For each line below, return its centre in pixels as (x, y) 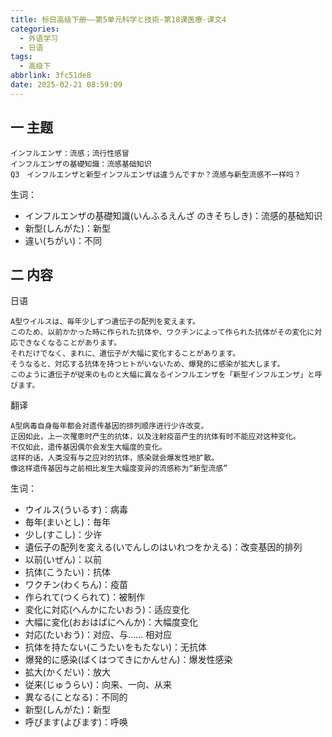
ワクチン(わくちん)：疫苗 (76, 585)
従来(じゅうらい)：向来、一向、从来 (98, 685)
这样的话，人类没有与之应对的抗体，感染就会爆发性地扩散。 (114, 458)
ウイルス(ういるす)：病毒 (76, 510)
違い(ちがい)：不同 (63, 240)
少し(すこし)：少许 (63, 535)
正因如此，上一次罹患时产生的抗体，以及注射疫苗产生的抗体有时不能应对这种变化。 (155, 437)
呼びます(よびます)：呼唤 (76, 722)
